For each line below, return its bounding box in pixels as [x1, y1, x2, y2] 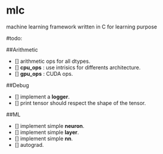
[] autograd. [14, 141, 44, 148]
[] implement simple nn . [14, 134, 73, 142]
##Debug [6, 81, 30, 89]
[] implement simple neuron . [14, 122, 85, 129]
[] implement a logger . [14, 93, 70, 100]
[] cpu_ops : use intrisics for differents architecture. [14, 63, 141, 71]
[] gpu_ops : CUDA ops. [14, 70, 73, 77]
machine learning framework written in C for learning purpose [6, 23, 157, 30]
